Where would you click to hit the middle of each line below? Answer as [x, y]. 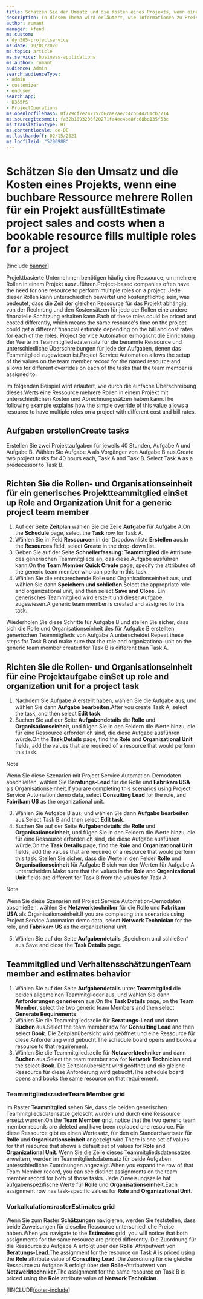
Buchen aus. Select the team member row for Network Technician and [103, 1059]
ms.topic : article [29, 52]
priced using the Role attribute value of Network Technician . [82, 1278]
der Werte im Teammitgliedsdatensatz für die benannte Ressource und [94, 342]
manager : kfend [25, 29]
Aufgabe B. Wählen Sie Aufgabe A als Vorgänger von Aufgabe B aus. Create [100, 452]
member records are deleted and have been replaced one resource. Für [95, 1127]
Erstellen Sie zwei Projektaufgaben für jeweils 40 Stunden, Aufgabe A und [98, 445]
